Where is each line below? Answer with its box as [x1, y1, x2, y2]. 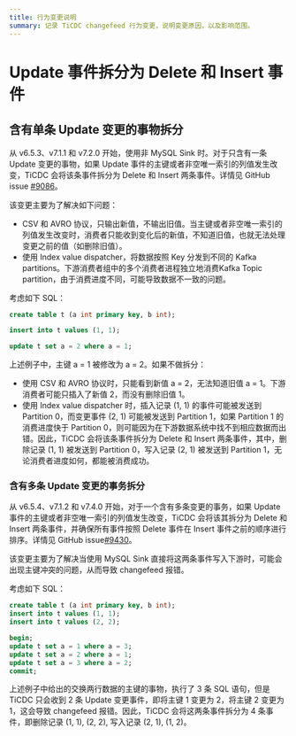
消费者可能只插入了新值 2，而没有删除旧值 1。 [21, 389, 190, 399]
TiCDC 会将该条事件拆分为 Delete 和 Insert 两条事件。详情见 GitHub [24, 169, 271, 180]
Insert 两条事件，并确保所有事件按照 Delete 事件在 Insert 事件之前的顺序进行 [9, 523, 287, 534]
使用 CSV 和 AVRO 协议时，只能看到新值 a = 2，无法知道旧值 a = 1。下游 [21, 378, 286, 389]
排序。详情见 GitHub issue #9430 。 [9, 535, 137, 546]
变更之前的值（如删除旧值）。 [21, 240, 127, 251]
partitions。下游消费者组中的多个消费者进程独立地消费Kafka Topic [21, 262, 263, 273]
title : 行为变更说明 [9, 12, 77, 22]
